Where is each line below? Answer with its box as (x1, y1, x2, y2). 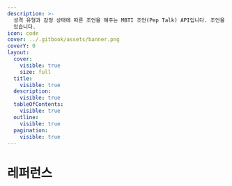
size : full (20, 68, 52, 75)
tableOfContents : (13, 101, 64, 108)
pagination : (13, 127, 49, 134)
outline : (13, 114, 39, 121)
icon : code (7, 29, 39, 37)
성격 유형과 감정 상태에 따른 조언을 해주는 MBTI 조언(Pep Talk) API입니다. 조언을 (13, 17, 225, 24)
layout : (7, 49, 30, 56)
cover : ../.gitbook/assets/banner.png (7, 36, 120, 43)
